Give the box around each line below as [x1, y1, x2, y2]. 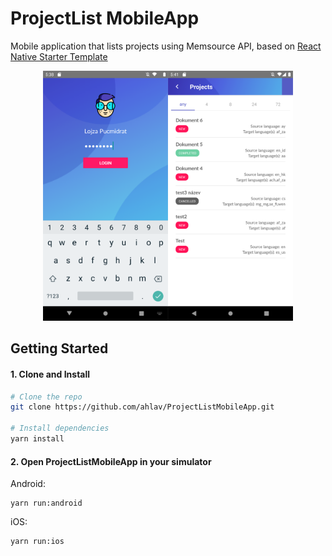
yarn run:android [10, 498, 83, 509]
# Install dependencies [10, 423, 110, 434]
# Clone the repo [10, 392, 83, 402]
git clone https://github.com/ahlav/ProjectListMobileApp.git [10, 402, 275, 412]
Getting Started [10, 340, 109, 357]
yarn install [10, 434, 65, 444]
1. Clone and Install [10, 368, 91, 380]
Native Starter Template [10, 50, 108, 62]
